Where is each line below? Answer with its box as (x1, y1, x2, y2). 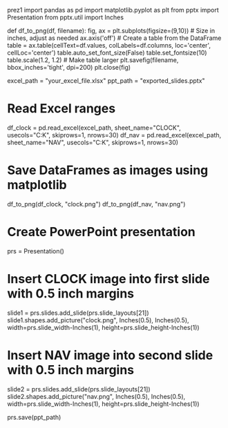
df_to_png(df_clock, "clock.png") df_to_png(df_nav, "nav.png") (7, 200, 186, 208)
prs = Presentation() (7, 246, 64, 255)
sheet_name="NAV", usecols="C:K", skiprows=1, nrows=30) (7, 138, 178, 146)
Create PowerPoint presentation (7, 224, 196, 240)
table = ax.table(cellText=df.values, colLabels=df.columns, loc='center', (7, 41, 211, 49)
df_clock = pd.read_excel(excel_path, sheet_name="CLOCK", (7, 124, 181, 132)
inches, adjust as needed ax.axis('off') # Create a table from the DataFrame (7, 34, 222, 42)
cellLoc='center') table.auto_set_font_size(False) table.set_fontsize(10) (7, 48, 207, 57)
